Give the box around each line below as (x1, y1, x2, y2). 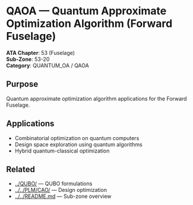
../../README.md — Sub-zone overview (14, 192, 112, 200)
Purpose (6, 79, 39, 89)
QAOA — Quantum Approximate (6, 4, 167, 18)
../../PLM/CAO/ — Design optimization (14, 187, 107, 194)
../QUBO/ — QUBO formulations (14, 180, 93, 187)
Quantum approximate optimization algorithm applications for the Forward (6, 95, 187, 102)
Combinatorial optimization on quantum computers (14, 134, 140, 141)
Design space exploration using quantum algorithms (14, 141, 143, 148)
